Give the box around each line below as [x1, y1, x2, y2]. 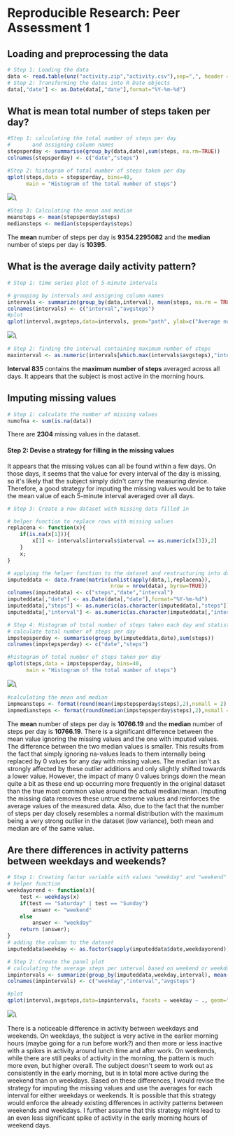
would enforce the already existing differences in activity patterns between [7, 1099, 224, 1107]
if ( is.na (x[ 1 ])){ [20, 531, 71, 538]
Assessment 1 [7, 20, 90, 36]
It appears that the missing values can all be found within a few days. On [7, 462, 217, 470]
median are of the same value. [7, 824, 95, 832]
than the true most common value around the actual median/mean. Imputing [7, 787, 227, 795]
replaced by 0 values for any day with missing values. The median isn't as [7, 756, 220, 766]
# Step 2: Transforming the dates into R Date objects [7, 79, 171, 86]
